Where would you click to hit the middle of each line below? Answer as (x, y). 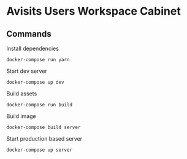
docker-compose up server (39, 150)
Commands (29, 34)
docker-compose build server (44, 127)
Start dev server (27, 71)
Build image (21, 116)
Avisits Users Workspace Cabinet (93, 11)
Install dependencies (33, 48)
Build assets (22, 94)
